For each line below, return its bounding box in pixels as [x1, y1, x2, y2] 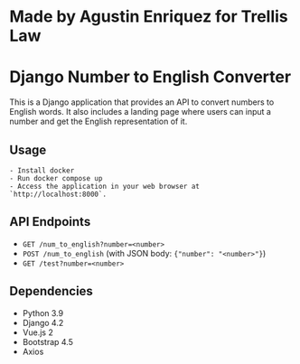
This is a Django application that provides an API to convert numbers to [9, 97, 275, 107]
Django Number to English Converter [9, 67, 292, 88]
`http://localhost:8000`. [9, 190, 107, 199]
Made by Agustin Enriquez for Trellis [9, 6, 289, 27]
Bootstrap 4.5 [22, 336, 74, 347]
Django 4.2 [22, 317, 64, 328]
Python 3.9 [22, 307, 64, 318]
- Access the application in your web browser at [9, 182, 201, 191]
